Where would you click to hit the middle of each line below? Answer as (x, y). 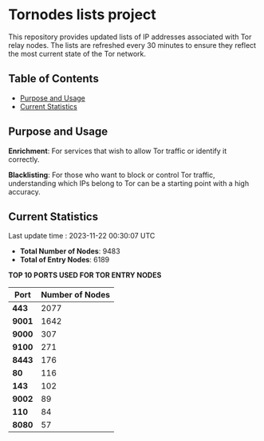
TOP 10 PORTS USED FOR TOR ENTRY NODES (85, 275)
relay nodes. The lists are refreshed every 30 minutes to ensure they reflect (132, 45)
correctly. (24, 159)
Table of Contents (54, 79)
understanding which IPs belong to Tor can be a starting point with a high (129, 183)
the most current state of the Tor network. (77, 53)
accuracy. (25, 191)
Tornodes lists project (83, 15)
